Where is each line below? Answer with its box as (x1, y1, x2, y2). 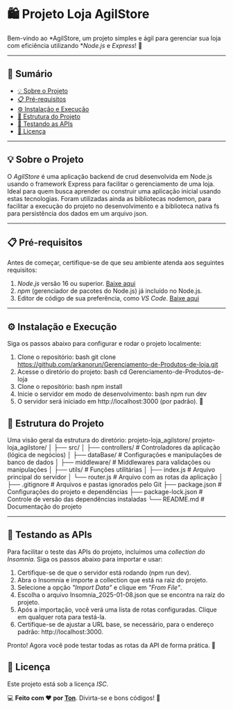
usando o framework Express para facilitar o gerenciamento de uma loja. (7, 180, 215, 188)
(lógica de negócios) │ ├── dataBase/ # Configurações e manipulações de (7, 451, 222, 459)
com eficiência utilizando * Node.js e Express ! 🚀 (7, 41, 143, 49)
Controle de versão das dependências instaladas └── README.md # (7, 495, 205, 503)
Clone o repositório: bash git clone (17, 353, 116, 361)
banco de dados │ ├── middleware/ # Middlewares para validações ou (7, 458, 211, 466)
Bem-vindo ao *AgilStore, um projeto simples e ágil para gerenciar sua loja (7, 33, 221, 42)
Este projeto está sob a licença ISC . (7, 680, 109, 688)
